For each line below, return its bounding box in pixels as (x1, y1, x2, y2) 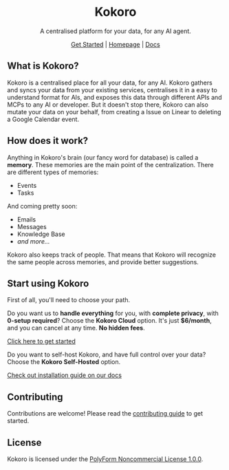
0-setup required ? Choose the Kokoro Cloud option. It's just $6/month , (7, 317, 212, 325)
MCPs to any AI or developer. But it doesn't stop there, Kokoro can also (7, 100, 208, 109)
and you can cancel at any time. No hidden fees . (7, 324, 146, 332)
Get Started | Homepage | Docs (71, 40, 160, 48)
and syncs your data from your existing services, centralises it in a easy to (7, 85, 218, 94)
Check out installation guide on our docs (7, 371, 122, 379)
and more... (17, 237, 50, 245)
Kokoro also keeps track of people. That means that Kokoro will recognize (7, 250, 217, 259)
